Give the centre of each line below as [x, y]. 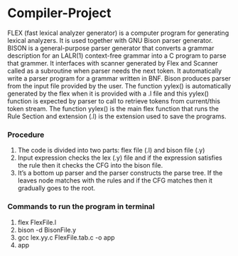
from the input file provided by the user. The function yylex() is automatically [119, 86]
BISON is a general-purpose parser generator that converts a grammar [111, 48]
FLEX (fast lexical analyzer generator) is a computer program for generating [118, 33]
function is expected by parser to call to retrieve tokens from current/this [114, 101]
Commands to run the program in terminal [81, 207]
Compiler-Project [59, 13]
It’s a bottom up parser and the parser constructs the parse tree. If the [120, 173]
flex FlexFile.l [37, 222]
